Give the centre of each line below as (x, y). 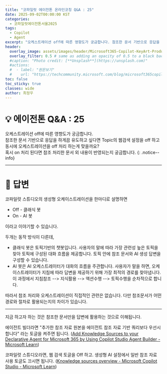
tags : (11, 28)
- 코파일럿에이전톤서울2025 (33, 24)
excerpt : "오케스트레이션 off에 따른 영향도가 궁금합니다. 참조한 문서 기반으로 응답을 (83, 42)
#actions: (20, 65)
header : (13, 47)
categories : (17, 19)
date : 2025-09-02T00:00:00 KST (38, 14)
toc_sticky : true (23, 84)
